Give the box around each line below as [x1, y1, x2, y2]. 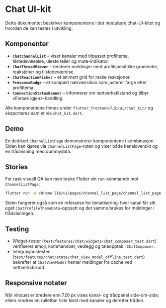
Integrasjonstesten [12, 249, 51, 255]
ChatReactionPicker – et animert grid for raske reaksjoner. [12, 74, 131, 80]
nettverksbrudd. [12, 265, 46, 271]
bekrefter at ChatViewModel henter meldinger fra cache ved [12, 259, 133, 265]
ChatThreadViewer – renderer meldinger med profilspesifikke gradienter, [12, 63, 159, 69]
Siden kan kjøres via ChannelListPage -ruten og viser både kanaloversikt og [5, 143, 158, 149]
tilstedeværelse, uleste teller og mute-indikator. [12, 58, 109, 64]
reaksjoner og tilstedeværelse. [12, 69, 75, 75]
